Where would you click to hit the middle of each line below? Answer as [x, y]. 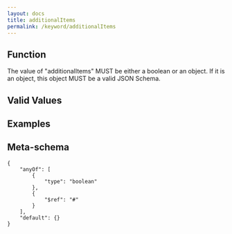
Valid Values [35, 100]
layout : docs [26, 13]
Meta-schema [38, 147]
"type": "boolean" [71, 181]
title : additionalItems [42, 20]
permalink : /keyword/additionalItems [62, 26]
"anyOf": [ [35, 169]
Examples [29, 124]
